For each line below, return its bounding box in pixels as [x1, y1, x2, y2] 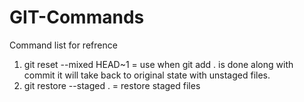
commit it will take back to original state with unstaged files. [23, 69, 271, 81]
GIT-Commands [9, 6, 145, 29]
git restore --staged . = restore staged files [23, 79, 201, 91]
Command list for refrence [9, 39, 118, 51]
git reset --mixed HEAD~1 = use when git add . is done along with [23, 58, 294, 70]
